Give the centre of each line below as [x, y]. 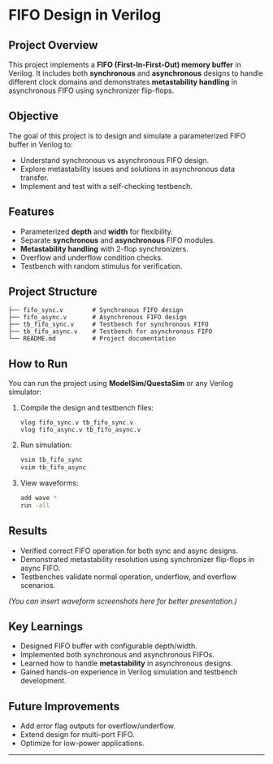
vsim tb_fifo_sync [51, 460]
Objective [34, 116]
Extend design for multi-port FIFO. [78, 735]
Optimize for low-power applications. [82, 744]
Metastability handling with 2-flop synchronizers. [104, 248]
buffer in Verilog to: [41, 144]
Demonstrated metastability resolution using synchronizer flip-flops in [137, 559]
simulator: [25, 392]
